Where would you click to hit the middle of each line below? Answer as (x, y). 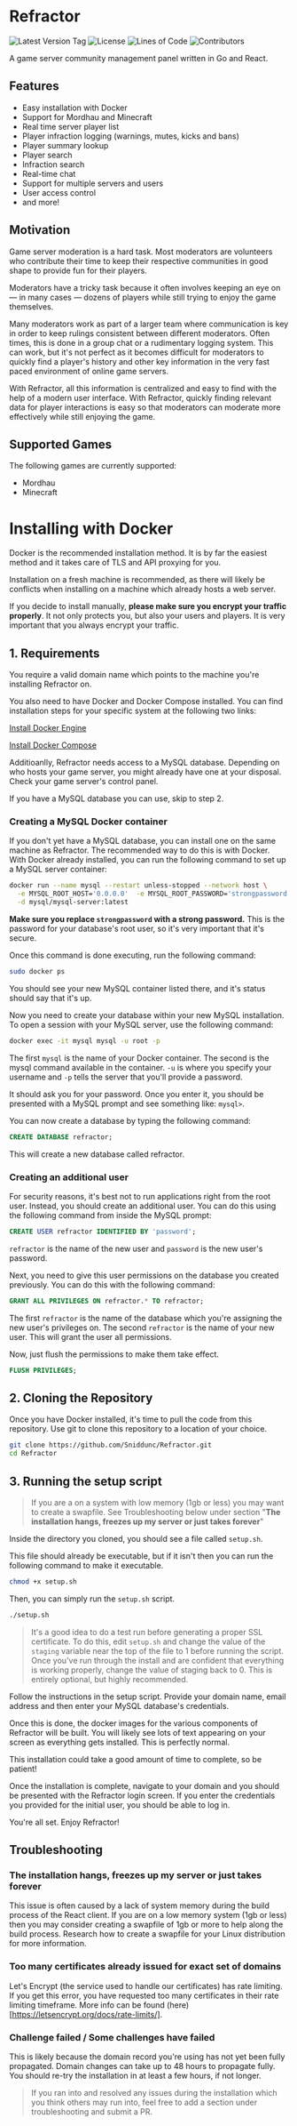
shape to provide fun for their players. (78, 270)
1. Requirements (55, 653)
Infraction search (53, 164)
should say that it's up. (51, 998)
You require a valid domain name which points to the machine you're (134, 675)
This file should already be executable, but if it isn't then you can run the (141, 1556)
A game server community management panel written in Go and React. (139, 58)
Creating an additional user (69, 1177)
